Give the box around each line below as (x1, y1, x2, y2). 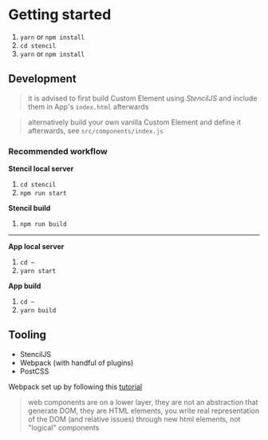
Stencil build (8, 204, 51, 213)
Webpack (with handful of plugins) (19, 358, 134, 367)
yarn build (19, 307, 57, 315)
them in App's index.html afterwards (27, 101, 149, 111)
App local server (8, 242, 65, 252)
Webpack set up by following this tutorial (8, 382, 143, 391)
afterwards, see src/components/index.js (27, 125, 164, 135)
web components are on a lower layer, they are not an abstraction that (27, 397, 258, 406)
